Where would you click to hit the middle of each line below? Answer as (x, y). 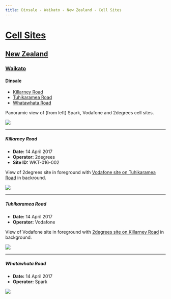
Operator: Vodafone (34, 222)
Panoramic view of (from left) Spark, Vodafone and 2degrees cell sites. (80, 113)
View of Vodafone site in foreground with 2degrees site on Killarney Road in (85, 232)
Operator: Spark (30, 282)
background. (19, 237)
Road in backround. (26, 178)
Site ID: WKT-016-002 (36, 163)
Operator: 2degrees (34, 157)
